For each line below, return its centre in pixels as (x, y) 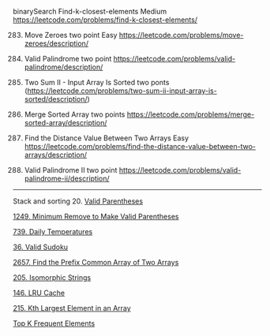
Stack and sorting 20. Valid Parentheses (78, 201)
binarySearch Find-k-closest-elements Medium (90, 11)
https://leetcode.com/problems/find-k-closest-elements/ (105, 20)
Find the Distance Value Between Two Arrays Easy (106, 138)
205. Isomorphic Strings (52, 278)
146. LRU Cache (39, 293)
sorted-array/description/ (66, 123)
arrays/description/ (56, 155)
